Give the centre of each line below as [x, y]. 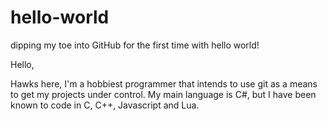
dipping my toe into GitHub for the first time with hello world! [135, 45]
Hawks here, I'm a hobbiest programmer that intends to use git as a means [164, 83]
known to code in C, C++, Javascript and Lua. [105, 105]
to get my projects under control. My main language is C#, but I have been [163, 94]
